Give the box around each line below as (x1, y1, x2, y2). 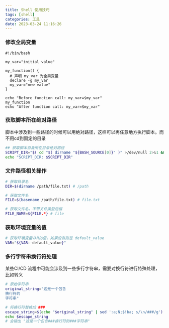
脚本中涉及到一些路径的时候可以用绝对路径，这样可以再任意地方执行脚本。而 (5, 129, 164, 135)
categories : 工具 (5, 17, 40, 22)
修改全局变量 (5, 39, 37, 46)
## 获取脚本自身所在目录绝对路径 (5, 145, 64, 150)
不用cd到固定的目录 (5, 135, 46, 141)
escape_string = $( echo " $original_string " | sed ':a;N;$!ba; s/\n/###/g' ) (5, 309, 163, 314)
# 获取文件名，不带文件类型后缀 (5, 207, 62, 212)
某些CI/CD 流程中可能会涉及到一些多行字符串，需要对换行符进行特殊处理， (5, 265, 160, 271)
